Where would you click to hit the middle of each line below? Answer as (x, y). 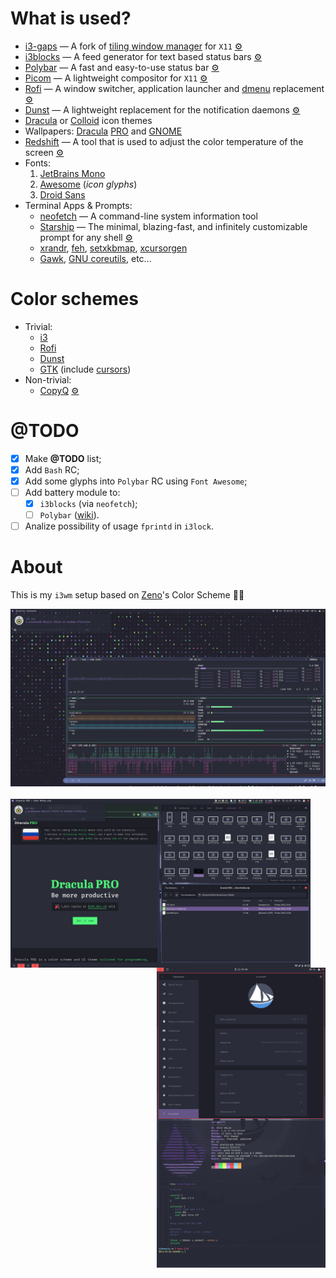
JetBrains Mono (72, 173)
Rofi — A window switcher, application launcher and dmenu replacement (174, 88)
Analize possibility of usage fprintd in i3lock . (119, 526)
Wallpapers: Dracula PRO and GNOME (103, 131)
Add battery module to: (72, 492)
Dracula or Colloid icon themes (88, 120)
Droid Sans (62, 194)
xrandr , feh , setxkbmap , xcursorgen (113, 248)
